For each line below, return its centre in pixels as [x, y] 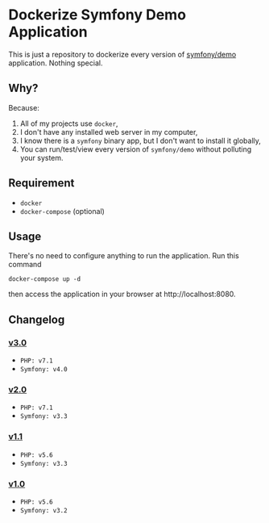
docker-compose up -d [45, 279]
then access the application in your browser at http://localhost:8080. [122, 294]
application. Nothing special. [56, 63]
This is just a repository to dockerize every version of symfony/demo [122, 54]
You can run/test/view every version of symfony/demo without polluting [136, 149]
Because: [24, 107]
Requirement [41, 183]
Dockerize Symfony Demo [97, 15]
